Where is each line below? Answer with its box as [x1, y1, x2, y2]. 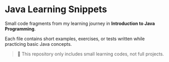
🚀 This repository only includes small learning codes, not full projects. [17, 51, 164, 57]
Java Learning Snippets [5, 4, 108, 15]
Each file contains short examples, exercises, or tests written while [5, 36, 145, 42]
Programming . [5, 25, 36, 32]
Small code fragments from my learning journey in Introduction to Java [5, 20, 155, 26]
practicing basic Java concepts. [5, 41, 72, 47]
